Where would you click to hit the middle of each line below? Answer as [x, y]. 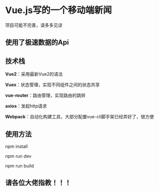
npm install [17, 146]
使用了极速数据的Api [37, 42]
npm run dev [18, 156]
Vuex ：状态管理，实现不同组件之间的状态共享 [53, 85]
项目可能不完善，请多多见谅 [34, 25]
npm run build [20, 165]
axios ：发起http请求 [26, 106]
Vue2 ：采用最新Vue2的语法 [34, 74]
